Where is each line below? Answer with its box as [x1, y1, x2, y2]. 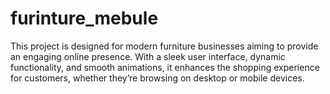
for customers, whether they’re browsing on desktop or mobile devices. [10, 72, 305, 84]
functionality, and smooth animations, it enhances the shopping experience [10, 61, 320, 73]
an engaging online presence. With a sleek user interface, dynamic [10, 50, 286, 62]
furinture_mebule [10, 7, 159, 30]
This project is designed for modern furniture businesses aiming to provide [10, 40, 319, 52]
